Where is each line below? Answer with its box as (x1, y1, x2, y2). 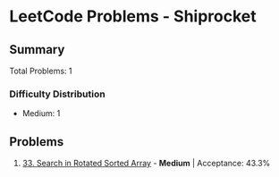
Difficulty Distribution (9, 88, 106, 100)
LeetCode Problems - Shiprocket (9, 6, 257, 27)
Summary (9, 42, 65, 57)
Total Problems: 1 (9, 65, 72, 76)
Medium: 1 (21, 108, 61, 119)
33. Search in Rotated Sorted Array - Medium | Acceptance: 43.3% (21, 158, 271, 169)
